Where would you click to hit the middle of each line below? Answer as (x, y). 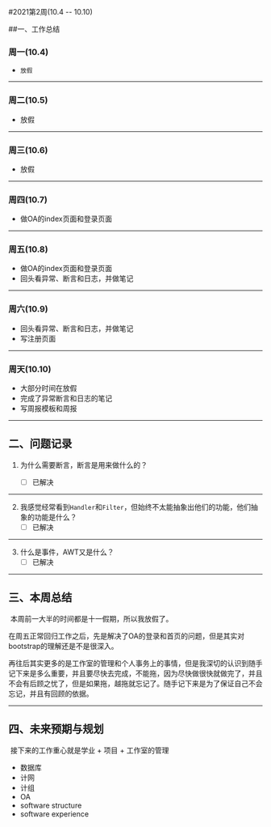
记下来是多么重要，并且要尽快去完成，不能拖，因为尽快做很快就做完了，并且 (135, 673)
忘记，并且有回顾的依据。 (51, 693)
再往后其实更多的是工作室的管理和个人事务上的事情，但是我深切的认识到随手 (135, 663)
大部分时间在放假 (48, 388)
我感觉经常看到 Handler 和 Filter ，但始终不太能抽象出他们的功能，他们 (135, 507)
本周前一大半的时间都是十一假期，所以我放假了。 (92, 618)
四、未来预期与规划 (56, 729)
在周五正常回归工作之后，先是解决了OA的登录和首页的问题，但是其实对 (126, 636)
